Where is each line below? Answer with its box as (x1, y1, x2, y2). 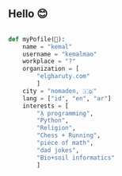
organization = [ (22, 65, 80, 73)
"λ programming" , (36, 109, 93, 117)
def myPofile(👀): (8, 35, 66, 43)
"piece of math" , (36, 139, 93, 147)
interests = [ (22, 102, 69, 110)
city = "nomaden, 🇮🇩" (22, 87, 97, 95)
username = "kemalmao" (22, 50, 97, 58)
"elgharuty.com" (36, 72, 90, 80)
